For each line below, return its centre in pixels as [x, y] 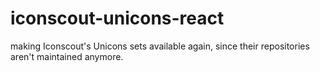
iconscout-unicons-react [117, 18]
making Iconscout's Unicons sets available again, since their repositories [160, 46]
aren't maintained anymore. [67, 56]
